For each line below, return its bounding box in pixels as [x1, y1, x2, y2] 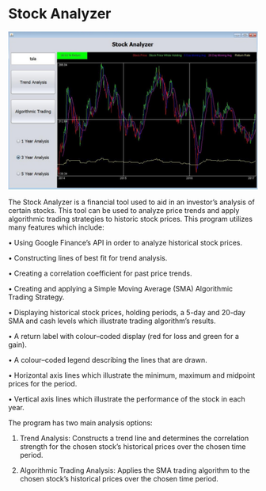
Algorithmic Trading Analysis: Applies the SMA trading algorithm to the [19, 465, 251, 475]
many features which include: [8, 223, 104, 232]
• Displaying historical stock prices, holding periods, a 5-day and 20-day [8, 307, 245, 317]
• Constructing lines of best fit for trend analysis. [8, 253, 168, 262]
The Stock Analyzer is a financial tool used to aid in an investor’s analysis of [8, 197, 255, 207]
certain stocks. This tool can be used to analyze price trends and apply [8, 205, 240, 215]
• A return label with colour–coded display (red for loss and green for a [8, 331, 239, 341]
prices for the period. [8, 379, 78, 388]
